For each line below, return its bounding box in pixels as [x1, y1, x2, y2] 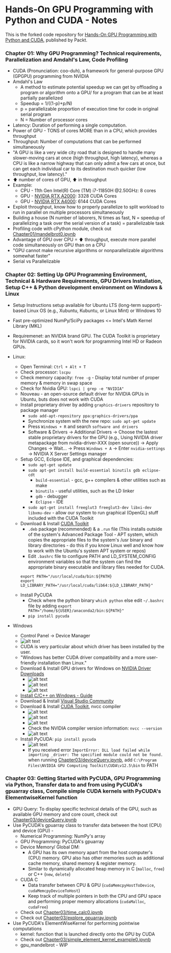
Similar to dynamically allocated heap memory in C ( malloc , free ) [28, 865, 165, 872]
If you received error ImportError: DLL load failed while [28, 747, 151, 753]
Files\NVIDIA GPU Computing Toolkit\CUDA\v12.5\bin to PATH [28, 762, 158, 768]
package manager [20, 407, 59, 413]
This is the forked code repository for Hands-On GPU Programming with [5, 31, 157, 37]
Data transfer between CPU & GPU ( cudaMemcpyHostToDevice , [28, 882, 156, 888]
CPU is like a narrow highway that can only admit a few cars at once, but [12, 160, 165, 167]
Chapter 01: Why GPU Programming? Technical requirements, [5, 50, 162, 57]
